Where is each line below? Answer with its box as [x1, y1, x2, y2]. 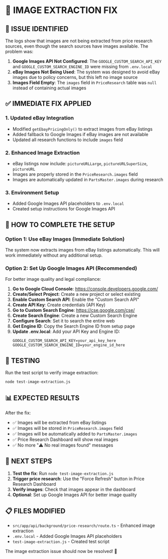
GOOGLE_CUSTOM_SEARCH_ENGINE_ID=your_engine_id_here [12, 343, 125, 348]
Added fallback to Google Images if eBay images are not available [12, 131, 149, 137]
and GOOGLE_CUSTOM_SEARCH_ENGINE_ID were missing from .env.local [12, 64, 152, 69]
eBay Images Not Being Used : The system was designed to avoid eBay [12, 69, 160, 75]
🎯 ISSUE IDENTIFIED [5, 25, 69, 33]
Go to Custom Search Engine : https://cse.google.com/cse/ [12, 307, 135, 313]
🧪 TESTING [5, 356, 40, 365]
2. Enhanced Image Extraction [5, 149, 80, 156]
